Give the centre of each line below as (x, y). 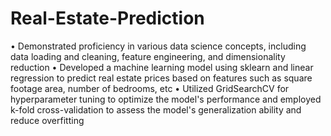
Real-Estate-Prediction (107, 18)
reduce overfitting (47, 120)
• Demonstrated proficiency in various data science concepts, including (158, 46)
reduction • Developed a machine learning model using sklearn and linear (162, 67)
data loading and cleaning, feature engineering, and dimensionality (148, 56)
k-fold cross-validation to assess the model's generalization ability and (156, 109)
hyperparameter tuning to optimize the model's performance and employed (166, 99)
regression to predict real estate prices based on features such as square (161, 78)
